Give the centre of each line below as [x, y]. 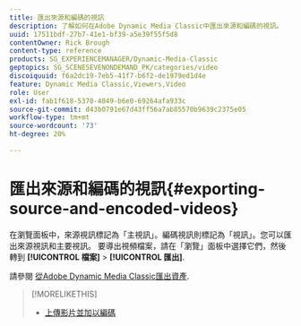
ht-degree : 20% [38, 134]
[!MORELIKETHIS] [64, 294]
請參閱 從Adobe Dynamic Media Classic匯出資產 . [99, 276]
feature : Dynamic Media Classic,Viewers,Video [98, 84]
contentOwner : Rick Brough [60, 43]
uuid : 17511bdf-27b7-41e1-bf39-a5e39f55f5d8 [94, 34]
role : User [30, 92]
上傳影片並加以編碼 [80, 312]
